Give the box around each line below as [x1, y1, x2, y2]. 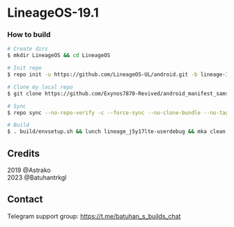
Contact [7, 194, 43, 205]
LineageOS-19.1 [7, 5, 99, 21]
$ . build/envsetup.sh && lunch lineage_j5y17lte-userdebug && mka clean [7, 128, 226, 135]
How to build [7, 30, 51, 40]
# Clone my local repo [7, 84, 73, 91]
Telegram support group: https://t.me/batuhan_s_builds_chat [7, 212, 181, 220]
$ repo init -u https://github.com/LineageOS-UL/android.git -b [7, 71, 198, 78]
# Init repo [7, 65, 42, 72]
